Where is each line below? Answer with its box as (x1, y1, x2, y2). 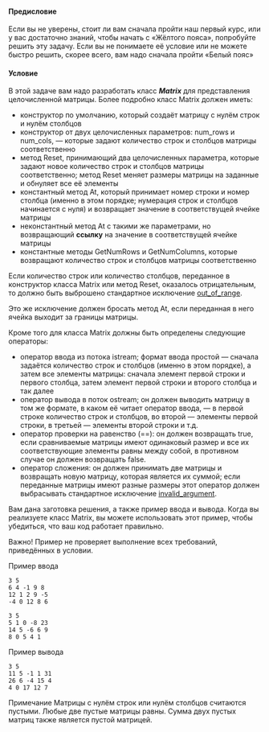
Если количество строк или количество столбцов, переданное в (8, 271, 230, 281)
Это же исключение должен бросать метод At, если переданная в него (8, 304, 255, 314)
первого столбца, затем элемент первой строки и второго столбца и (19, 378, 257, 388)
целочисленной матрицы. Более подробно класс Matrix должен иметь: (8, 95, 253, 105)
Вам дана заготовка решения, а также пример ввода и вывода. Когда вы (8, 504, 259, 514)
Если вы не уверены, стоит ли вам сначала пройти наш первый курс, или (8, 24, 261, 34)
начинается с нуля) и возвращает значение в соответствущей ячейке (19, 204, 260, 214)
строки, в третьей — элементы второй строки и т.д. (19, 421, 198, 430)
